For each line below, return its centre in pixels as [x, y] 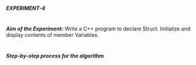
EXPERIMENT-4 [26, 8]
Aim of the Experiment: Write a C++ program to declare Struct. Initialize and [98, 29]
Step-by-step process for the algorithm [55, 56]
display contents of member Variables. [53, 35]
